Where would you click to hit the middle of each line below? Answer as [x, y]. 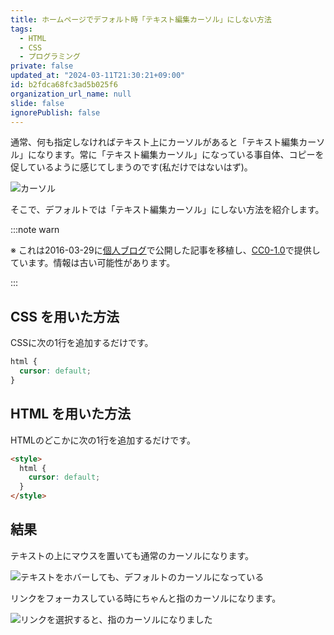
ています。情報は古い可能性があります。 [93, 263]
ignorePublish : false [55, 112]
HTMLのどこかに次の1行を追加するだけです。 [103, 440]
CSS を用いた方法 [65, 316]
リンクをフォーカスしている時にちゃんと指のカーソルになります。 [146, 598]
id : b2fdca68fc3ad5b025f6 [64, 85]
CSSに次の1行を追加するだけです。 [82, 343]
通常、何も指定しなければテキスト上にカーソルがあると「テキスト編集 [155, 142]
